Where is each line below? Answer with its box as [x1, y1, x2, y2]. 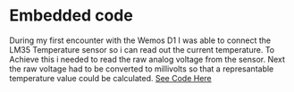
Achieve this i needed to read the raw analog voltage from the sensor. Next [9, 54, 286, 64]
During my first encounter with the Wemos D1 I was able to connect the [9, 35, 272, 46]
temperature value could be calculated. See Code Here [9, 72, 212, 83]
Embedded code [9, 5, 134, 26]
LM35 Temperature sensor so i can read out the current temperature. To [9, 44, 275, 54]
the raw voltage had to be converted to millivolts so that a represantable [9, 63, 274, 74]
